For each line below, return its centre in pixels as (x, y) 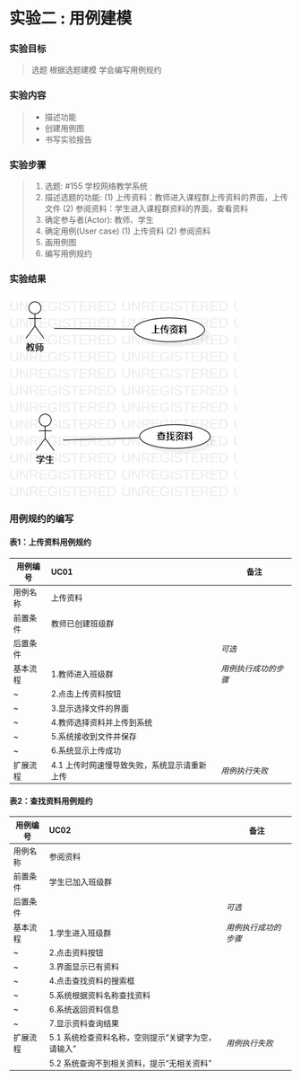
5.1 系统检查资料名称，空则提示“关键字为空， (133, 1038)
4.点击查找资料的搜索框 (92, 981)
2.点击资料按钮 (76, 952)
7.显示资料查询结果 (84, 1023)
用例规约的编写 (42, 519)
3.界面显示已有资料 (84, 967)
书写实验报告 (68, 139)
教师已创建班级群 (82, 623)
